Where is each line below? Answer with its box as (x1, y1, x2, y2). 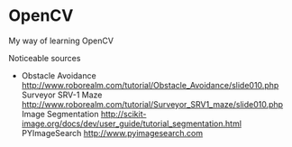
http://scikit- (100, 108, 147, 119)
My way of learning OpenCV (8, 35, 114, 46)
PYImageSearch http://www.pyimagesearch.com (21, 127, 204, 138)
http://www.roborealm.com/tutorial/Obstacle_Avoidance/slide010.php (21, 79, 279, 90)
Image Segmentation (21, 108, 99, 119)
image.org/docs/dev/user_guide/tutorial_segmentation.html (21, 118, 242, 129)
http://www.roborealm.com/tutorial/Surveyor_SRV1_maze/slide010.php (21, 98, 284, 109)
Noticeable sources (8, 52, 81, 63)
